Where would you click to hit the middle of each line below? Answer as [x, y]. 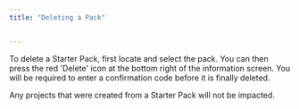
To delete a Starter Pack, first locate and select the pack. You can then [139, 58]
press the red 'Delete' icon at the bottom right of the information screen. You [150, 68]
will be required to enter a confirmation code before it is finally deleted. [140, 78]
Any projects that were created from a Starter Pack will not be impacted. [142, 95]
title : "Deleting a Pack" [57, 17]
